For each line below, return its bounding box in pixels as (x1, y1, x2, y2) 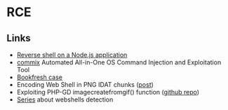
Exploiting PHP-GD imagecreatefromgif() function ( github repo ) (16, 88, 200, 96)
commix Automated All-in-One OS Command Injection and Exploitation (16, 58, 222, 67)
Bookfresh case (16, 73, 62, 81)
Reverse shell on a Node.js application (16, 50, 128, 59)
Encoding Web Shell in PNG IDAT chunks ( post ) (16, 81, 154, 88)
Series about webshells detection (16, 95, 114, 104)
